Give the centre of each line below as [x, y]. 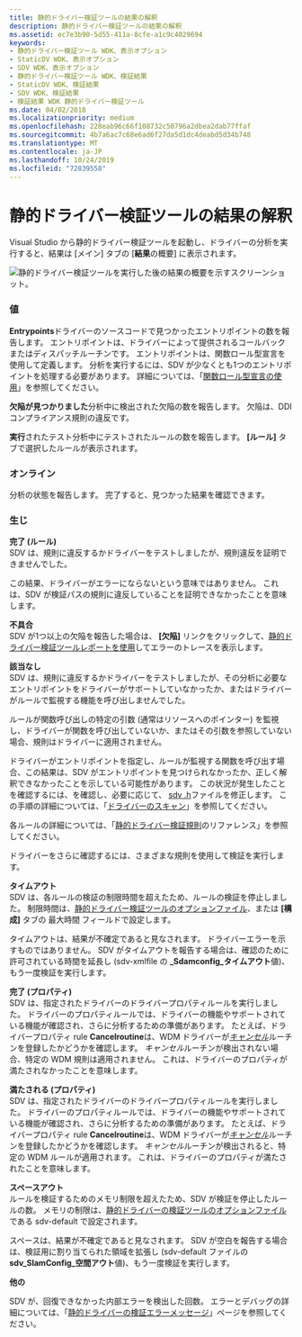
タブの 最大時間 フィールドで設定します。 [99, 920]
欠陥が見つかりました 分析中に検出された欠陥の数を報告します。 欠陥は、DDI [151, 406]
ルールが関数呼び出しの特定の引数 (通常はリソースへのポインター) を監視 [144, 719]
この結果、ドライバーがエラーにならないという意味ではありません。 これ [144, 583]
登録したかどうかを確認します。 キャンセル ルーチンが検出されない [148, 1048]
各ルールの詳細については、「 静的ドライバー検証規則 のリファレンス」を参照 [149, 826]
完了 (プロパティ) [41, 992]
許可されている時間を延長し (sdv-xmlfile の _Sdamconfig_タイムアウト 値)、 [150, 962]
